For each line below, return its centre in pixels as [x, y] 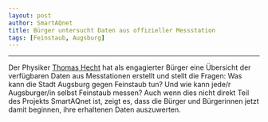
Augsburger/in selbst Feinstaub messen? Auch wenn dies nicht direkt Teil [129, 93]
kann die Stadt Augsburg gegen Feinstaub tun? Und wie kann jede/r [120, 85]
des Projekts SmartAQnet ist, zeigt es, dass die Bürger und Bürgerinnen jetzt [134, 101]
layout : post [30, 15]
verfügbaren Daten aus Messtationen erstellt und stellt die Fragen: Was [125, 76]
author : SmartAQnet [41, 23]
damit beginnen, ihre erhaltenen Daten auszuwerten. [95, 110]
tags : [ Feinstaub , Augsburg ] [57, 38]
